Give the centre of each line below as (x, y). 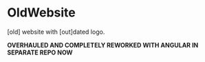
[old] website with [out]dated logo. (56, 32)
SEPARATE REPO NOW (40, 52)
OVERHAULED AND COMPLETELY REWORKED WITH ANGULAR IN (103, 45)
